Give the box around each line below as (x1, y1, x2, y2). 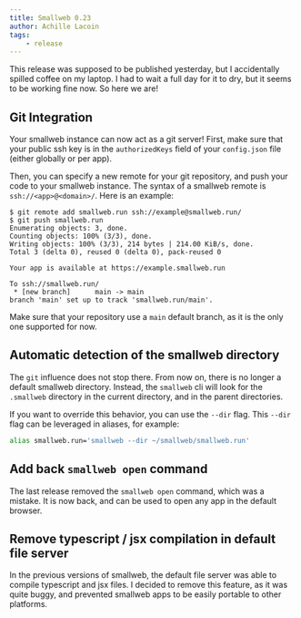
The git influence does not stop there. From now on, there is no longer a (9, 371, 282, 383)
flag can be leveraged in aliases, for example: (9, 418, 180, 429)
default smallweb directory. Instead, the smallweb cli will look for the (9, 381, 264, 392)
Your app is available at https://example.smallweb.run (9, 263, 226, 273)
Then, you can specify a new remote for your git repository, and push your (9, 170, 288, 182)
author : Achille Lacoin (9, 22, 100, 31)
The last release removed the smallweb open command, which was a (9, 485, 266, 497)
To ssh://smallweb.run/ (9, 280, 100, 289)
